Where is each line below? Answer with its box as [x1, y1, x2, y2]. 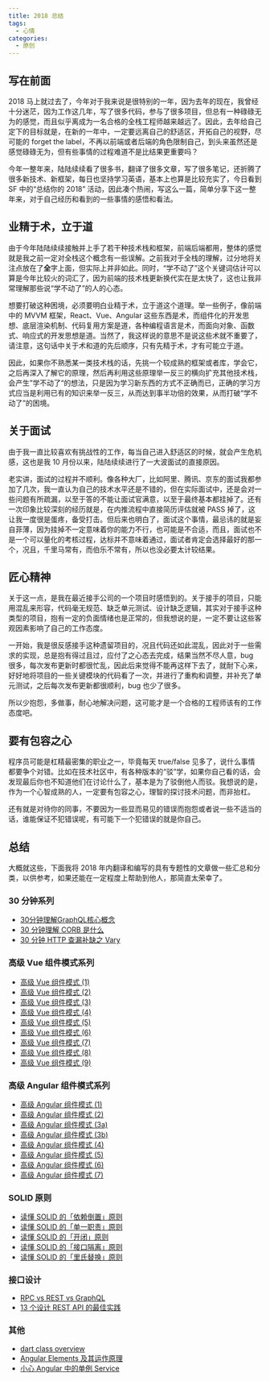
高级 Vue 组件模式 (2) [19, 987, 92, 997]
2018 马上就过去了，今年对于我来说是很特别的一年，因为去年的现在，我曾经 [8, 96, 259, 106]
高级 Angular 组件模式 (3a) [19, 1119, 108, 1129]
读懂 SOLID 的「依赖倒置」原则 [19, 1212, 123, 1221]
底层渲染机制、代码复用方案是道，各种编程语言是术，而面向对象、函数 [22, 320, 255, 330]
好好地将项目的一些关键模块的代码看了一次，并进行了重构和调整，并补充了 [8, 670, 255, 681]
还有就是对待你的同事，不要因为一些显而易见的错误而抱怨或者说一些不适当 [8, 804, 255, 814]
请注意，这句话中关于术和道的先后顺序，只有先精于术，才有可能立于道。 [8, 340, 247, 350]
